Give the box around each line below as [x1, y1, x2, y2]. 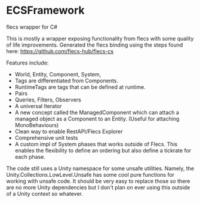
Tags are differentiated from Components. [14, 77, 118, 84]
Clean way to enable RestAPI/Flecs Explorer [14, 128, 124, 135]
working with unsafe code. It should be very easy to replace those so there [6, 177, 190, 184]
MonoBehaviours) [14, 121, 59, 128]
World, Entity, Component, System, [14, 70, 101, 78]
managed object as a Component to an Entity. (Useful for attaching [14, 115, 180, 122]
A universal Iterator [14, 102, 62, 109]
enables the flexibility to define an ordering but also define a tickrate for [14, 147, 192, 154]
